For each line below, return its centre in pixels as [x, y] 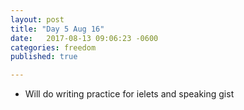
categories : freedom [53, 47]
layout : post [37, 19]
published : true [44, 57]
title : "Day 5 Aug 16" [57, 29]
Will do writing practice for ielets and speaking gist [129, 94]
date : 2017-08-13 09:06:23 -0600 [84, 38]
